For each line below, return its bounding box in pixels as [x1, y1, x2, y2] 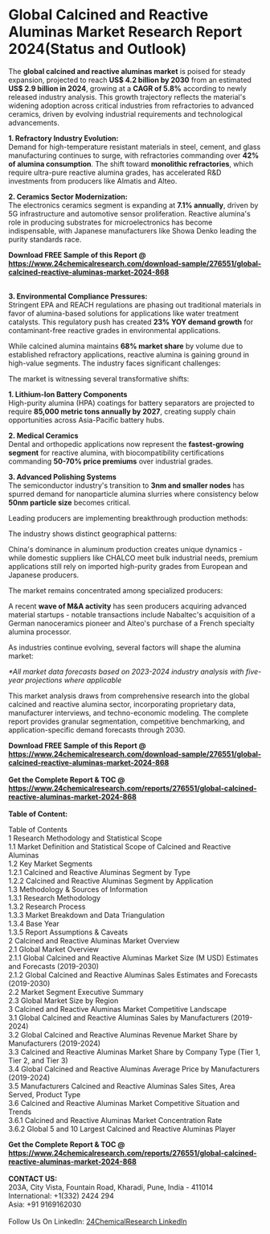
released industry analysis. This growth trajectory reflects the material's [8, 92, 247, 101]
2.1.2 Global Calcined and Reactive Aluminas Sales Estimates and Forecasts [8, 970, 258, 980]
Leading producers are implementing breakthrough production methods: [8, 513, 248, 522]
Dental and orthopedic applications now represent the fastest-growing [8, 439, 244, 448]
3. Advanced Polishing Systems [8, 472, 117, 481]
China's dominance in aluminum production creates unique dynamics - [8, 544, 243, 554]
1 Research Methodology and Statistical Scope [8, 833, 162, 843]
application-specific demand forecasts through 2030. [8, 724, 186, 734]
